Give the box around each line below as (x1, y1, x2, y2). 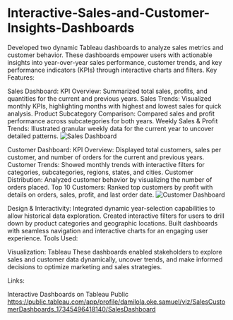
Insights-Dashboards (7, 20, 135, 36)
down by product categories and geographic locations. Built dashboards (7, 219, 218, 227)
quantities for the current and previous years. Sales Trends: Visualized (7, 94, 212, 103)
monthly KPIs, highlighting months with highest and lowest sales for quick (7, 101, 222, 110)
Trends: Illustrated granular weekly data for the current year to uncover (7, 124, 214, 133)
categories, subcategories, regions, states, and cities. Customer (7, 168, 194, 176)
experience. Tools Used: (7, 234, 78, 242)
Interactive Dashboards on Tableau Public (7, 290, 129, 298)
